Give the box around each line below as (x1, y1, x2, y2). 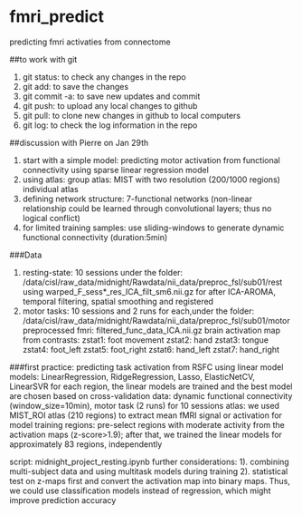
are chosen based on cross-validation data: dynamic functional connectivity (9, 390, 293, 401)
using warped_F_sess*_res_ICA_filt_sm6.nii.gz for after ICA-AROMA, (22, 286, 276, 296)
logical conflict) (22, 212, 81, 223)
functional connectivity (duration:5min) (22, 231, 168, 242)
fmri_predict (9, 6, 105, 27)
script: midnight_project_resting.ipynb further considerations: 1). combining (9, 456, 289, 467)
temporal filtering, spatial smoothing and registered (22, 296, 214, 306)
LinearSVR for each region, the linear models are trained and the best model (9, 381, 293, 392)
